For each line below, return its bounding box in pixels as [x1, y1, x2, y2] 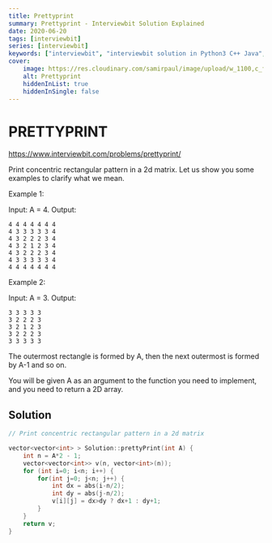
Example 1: [8, 189, 45, 199]
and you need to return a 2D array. [8, 385, 124, 394]
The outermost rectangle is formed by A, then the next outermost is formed [8, 351, 260, 361]
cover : [8, 58, 31, 66]
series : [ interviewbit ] [8, 42, 89, 50]
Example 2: [8, 278, 46, 287]
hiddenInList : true [23, 80, 89, 88]
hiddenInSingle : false [23, 87, 100, 96]
